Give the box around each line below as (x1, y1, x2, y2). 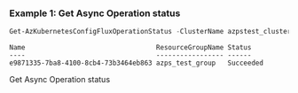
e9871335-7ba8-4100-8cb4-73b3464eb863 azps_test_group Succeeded (9, 58, 264, 68)
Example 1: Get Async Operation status (9, 7, 181, 19)
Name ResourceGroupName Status (9, 43, 252, 52)
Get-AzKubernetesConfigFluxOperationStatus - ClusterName (9, 27, 224, 36)
